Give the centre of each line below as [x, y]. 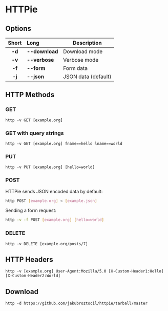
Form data [76, 68]
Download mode [83, 51]
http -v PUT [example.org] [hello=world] [50, 167]
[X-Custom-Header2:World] [33, 276]
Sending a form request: [31, 211]
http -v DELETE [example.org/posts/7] [47, 244]
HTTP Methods [30, 95]
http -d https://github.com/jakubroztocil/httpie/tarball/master [76, 304]
